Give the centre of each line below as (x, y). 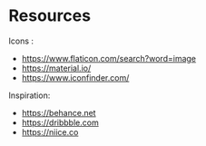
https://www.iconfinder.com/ (75, 77)
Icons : (21, 41)
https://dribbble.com (60, 122)
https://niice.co (50, 131)
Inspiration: (29, 95)
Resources (50, 16)
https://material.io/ (56, 68)
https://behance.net (59, 112)
